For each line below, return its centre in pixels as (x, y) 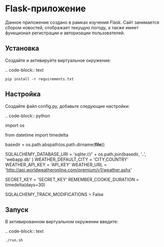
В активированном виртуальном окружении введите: (62, 222)
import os (15, 125)
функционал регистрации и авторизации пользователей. (65, 33)
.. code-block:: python (28, 116)
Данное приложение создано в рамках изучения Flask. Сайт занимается (82, 22)
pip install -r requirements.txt (40, 79)
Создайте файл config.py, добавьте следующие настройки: (67, 106)
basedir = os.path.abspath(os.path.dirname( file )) (55, 145)
